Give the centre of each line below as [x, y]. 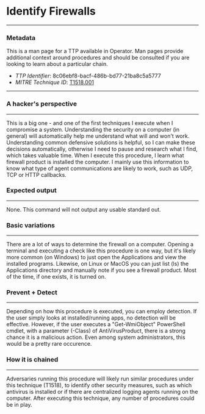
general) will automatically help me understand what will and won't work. [98, 136]
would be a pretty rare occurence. [49, 344]
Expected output [31, 190]
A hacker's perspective [42, 104]
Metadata [21, 38]
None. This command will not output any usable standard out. [84, 209]
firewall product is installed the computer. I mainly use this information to [98, 162]
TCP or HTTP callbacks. [37, 174]
